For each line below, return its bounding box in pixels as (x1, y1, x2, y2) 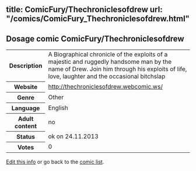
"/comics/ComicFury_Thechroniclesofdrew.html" (6, 14, 190, 24)
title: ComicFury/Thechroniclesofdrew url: (6, 5, 163, 15)
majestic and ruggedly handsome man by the (48, 58, 172, 66)
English (48, 104, 68, 112)
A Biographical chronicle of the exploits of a (48, 50, 168, 59)
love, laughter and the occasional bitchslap (48, 73, 166, 81)
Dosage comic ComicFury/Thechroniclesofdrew (6, 33, 185, 43)
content (14, 122, 37, 130)
